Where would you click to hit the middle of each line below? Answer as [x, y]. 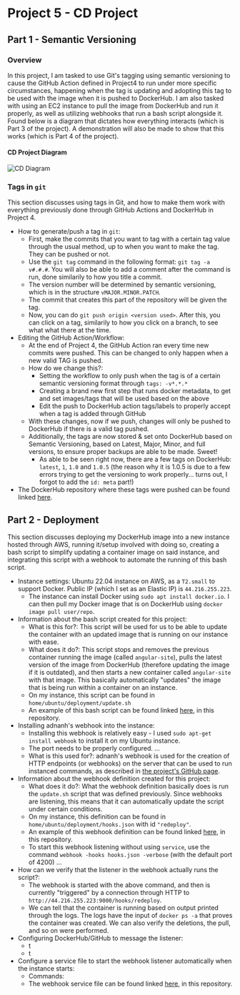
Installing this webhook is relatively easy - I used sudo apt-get [120, 733]
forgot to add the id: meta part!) [86, 482]
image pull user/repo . [61, 612]
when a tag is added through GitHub [92, 414]
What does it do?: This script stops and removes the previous [119, 650]
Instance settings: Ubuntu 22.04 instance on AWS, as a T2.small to [116, 581]
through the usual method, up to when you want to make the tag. [124, 247]
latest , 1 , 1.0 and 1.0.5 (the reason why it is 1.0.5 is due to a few [135, 467]
